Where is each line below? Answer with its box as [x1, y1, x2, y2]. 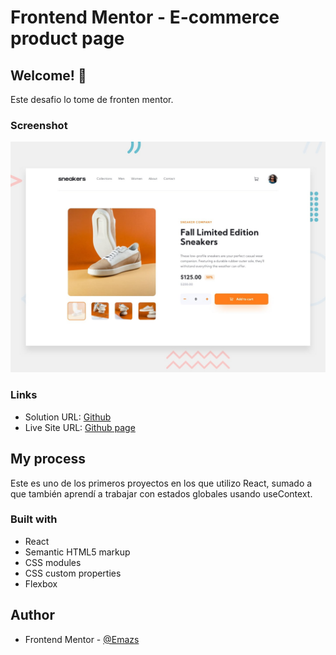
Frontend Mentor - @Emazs [24, 633, 140, 645]
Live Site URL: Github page [24, 421, 136, 433]
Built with [10, 512, 58, 526]
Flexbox [24, 577, 58, 590]
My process [10, 451, 86, 468]
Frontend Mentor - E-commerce [10, 6, 280, 29]
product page [10, 27, 125, 50]
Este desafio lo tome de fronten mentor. [10, 94, 174, 105]
